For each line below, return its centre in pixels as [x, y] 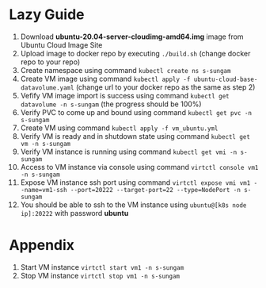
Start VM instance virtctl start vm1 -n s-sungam [102, 267]
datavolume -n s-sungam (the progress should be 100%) [111, 104]
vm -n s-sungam [46, 144]
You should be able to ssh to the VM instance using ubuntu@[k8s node [133, 205]
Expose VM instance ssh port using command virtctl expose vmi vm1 [135, 182]
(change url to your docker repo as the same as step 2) [165, 87]
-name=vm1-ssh [44, 190]
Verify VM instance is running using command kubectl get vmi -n [129, 152]
